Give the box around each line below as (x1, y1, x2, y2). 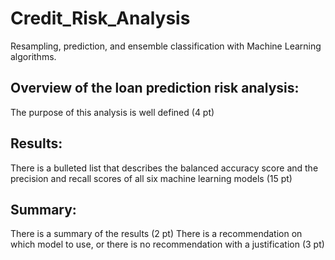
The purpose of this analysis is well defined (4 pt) (10, 106, 215, 118)
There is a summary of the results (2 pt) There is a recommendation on (10, 228, 303, 240)
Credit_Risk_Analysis (10, 7, 191, 30)
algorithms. (10, 50, 57, 62)
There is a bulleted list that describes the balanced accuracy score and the (10, 162, 319, 174)
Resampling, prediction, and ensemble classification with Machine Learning (10, 40, 322, 52)
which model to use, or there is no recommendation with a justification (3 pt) (10, 238, 325, 251)
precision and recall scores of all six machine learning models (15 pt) (10, 172, 293, 184)
